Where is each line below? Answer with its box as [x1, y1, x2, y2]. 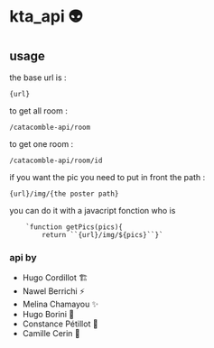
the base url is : [9, 72, 67, 83]
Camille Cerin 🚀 [22, 328, 81, 339]
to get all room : [9, 105, 68, 116]
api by [9, 251, 37, 263]
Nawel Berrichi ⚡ [22, 286, 86, 297]
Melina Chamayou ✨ [22, 298, 99, 310]
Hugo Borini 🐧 [22, 309, 75, 320]
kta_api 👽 [9, 6, 83, 27]
